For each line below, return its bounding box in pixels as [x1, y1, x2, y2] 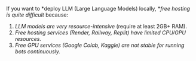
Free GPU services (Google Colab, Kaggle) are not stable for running [14, 41, 185, 49]
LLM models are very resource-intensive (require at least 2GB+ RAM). [14, 23, 187, 30]
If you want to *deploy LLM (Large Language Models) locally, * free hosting [6, 5, 190, 12]
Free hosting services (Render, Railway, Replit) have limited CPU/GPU [14, 29, 186, 36]
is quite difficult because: [6, 11, 69, 18]
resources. [14, 36, 42, 42]
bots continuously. [14, 48, 61, 55]
